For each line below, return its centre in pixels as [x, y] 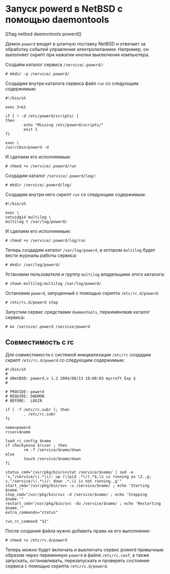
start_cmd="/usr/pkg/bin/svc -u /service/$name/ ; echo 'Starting [77, 486]
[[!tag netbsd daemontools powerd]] [43, 34]
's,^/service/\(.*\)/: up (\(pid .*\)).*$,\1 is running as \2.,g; [79, 476]
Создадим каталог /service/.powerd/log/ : [51, 175]
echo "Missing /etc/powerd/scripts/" [64, 125]
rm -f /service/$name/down [52, 450]
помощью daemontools [57, 20]
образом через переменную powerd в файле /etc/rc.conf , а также [77, 555]
